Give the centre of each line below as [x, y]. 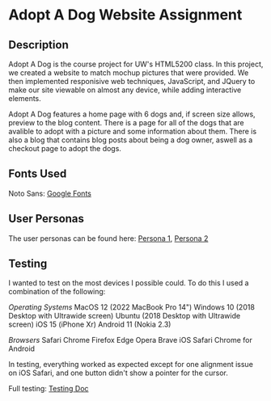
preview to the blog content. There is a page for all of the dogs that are [126, 122]
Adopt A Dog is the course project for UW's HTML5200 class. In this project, [136, 64]
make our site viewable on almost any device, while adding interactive [125, 90]
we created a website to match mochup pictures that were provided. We [129, 73]
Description [38, 45]
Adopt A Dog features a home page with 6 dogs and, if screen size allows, [132, 114]
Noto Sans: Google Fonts [50, 193]
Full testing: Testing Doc [49, 389]
